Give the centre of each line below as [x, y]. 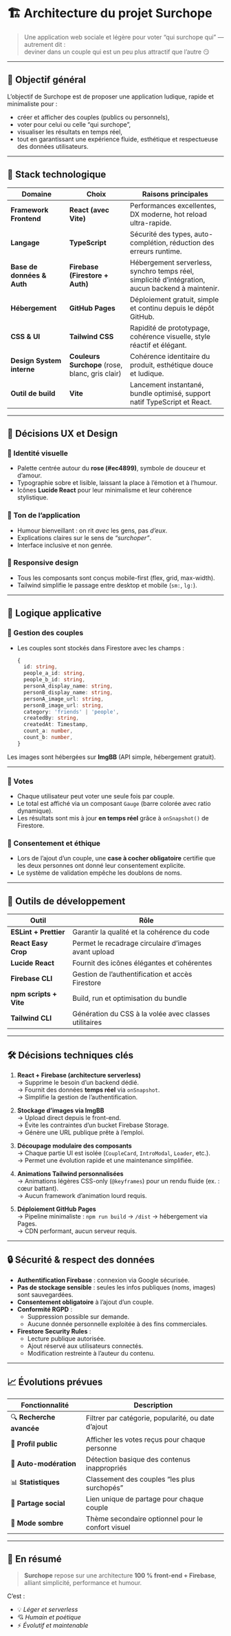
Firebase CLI [32, 979]
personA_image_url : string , [64, 699]
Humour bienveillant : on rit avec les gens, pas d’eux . [92, 530]
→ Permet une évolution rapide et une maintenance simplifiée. [105, 1160]
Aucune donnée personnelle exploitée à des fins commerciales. [117, 1324]
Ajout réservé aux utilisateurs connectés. [85, 1346]
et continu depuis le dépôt [172, 308]
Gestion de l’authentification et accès [132, 974]
